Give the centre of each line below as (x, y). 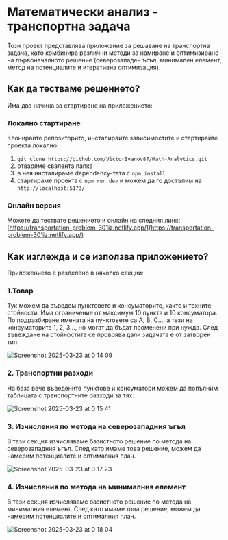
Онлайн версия (34, 205)
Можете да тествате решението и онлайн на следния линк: (94, 221)
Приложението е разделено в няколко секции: (75, 273)
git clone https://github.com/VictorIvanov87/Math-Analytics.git (112, 159)
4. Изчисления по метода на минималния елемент (97, 487)
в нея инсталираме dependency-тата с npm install (91, 173)
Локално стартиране (44, 123)
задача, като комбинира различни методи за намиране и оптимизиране (113, 53)
